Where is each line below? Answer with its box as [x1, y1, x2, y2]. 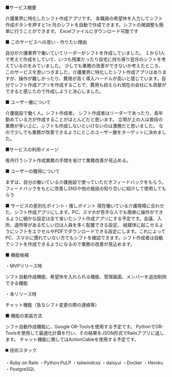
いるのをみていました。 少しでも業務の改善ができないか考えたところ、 [14, 63, 163, 69]
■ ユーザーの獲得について [5, 168, 60, 174]
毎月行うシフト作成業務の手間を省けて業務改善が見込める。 [5, 158, 131, 163]
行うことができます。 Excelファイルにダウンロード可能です [14, 28, 139, 34]
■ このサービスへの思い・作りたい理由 [5, 39, 87, 45]
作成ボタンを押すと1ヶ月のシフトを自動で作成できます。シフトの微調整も [5, 22, 160, 28]
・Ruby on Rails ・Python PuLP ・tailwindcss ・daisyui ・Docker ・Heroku [5, 360, 163, 366]
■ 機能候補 [5, 252, 29, 258]
